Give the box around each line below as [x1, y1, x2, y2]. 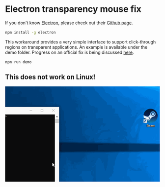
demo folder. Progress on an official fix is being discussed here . [5, 49, 134, 55]
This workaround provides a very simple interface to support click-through [5, 38, 156, 45]
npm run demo [5, 59, 32, 65]
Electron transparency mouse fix [5, 3, 141, 15]
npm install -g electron [5, 30, 56, 35]
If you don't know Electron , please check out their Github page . [5, 20, 134, 26]
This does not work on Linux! [5, 73, 96, 81]
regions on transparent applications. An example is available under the [5, 44, 148, 50]
